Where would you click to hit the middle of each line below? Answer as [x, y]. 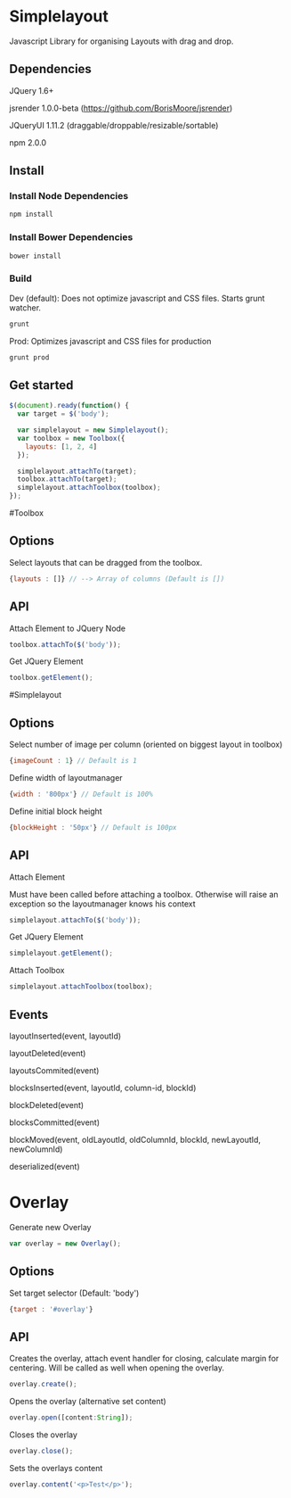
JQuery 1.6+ [32, 90]
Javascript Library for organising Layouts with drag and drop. [121, 41]
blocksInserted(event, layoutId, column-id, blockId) [103, 1088]
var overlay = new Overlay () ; [65, 1243]
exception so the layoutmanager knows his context [102, 904]
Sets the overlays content [56, 1468]
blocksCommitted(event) [55, 1122]
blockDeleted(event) [47, 1105]
